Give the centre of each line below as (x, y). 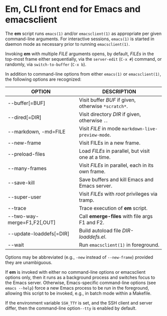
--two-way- (23, 216)
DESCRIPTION (119, 92)
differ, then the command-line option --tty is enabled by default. (71, 308)
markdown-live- (140, 129)
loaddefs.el (92, 236)
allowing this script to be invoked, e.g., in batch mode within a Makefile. (78, 293)
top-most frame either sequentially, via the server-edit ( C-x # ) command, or (83, 59)
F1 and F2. (91, 222)
